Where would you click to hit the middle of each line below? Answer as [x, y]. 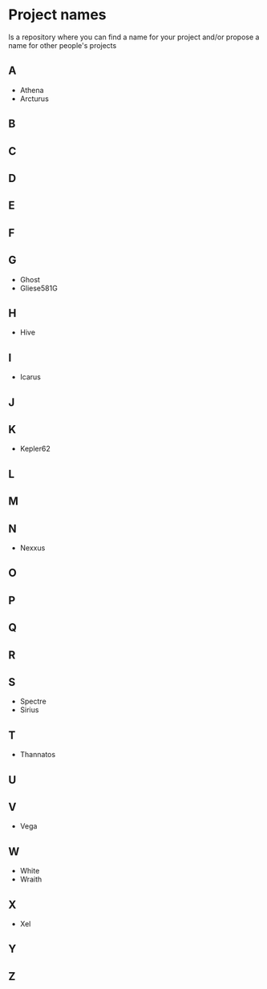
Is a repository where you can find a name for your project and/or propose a [134, 37]
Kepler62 [35, 449]
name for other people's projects [63, 45]
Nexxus [32, 548]
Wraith [31, 879]
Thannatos [38, 755]
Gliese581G [38, 288]
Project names [57, 15]
